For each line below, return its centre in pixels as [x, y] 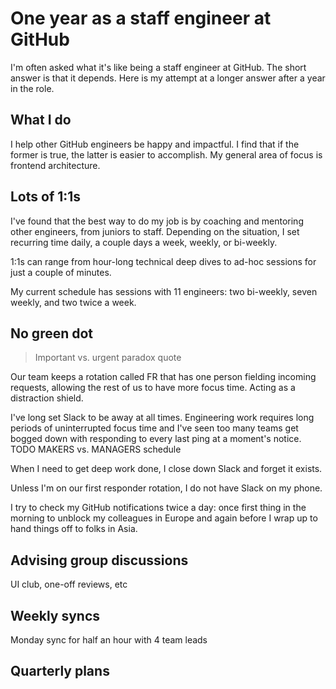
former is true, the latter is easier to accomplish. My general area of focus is [166, 154]
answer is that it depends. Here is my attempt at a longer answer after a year [168, 78]
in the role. [32, 88]
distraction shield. [47, 398]
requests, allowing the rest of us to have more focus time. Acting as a [153, 388]
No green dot [52, 333]
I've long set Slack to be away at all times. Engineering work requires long [162, 418]
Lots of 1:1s [46, 197]
